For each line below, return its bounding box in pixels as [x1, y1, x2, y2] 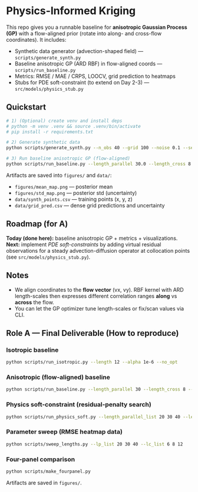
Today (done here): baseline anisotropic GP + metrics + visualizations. [6, 235, 178, 242]
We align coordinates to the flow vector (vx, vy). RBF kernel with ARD [14, 286, 184, 293]
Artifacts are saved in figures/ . [6, 479, 82, 486]
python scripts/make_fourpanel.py [6, 468, 91, 474]
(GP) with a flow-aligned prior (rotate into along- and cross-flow [6, 29, 162, 37]
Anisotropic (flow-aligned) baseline [6, 373, 110, 381]
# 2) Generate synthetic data [6, 140, 81, 146]
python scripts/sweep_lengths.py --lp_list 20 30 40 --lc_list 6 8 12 [6, 441, 183, 447]
